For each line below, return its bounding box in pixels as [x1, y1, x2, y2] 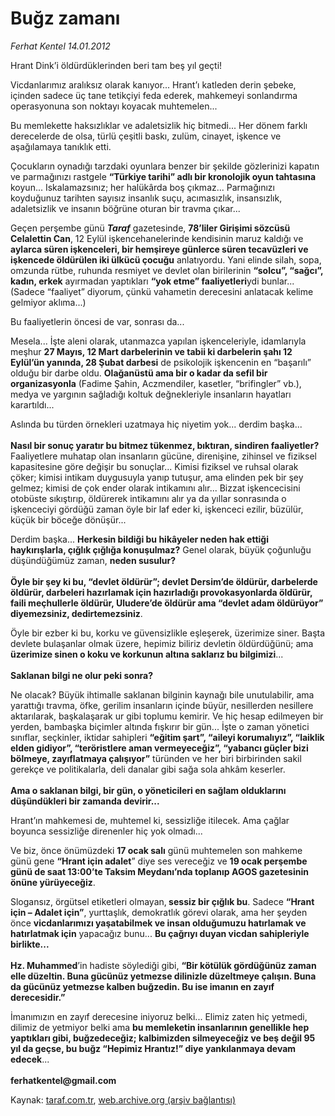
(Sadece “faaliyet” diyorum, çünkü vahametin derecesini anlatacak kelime [10, 285, 314, 297]
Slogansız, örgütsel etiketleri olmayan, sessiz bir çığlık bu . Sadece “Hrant [10, 895, 315, 907]
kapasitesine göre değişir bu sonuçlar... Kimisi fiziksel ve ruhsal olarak [10, 460, 299, 472]
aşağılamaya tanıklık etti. [10, 140, 112, 152]
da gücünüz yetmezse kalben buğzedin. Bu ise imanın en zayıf [10, 980, 275, 992]
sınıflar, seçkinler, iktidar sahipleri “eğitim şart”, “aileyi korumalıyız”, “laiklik [10, 731, 325, 743]
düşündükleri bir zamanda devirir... [10, 795, 160, 807]
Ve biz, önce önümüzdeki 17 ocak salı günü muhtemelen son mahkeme [10, 844, 303, 856]
